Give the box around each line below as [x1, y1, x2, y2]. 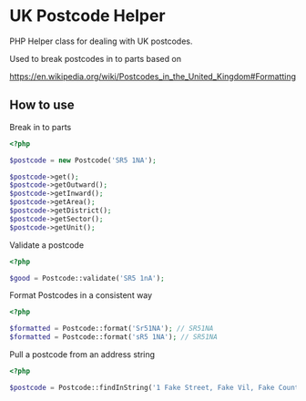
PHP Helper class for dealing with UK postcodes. [9, 36, 193, 46]
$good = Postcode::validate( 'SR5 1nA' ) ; [9, 273, 166, 283]
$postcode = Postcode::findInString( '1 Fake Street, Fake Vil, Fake [9, 383, 275, 392]
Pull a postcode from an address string [9, 349, 156, 360]
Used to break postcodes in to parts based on [9, 53, 182, 64]
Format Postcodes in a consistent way [9, 290, 153, 301]
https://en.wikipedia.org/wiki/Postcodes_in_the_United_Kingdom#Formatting [9, 70, 297, 82]
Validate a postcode [9, 239, 85, 251]
